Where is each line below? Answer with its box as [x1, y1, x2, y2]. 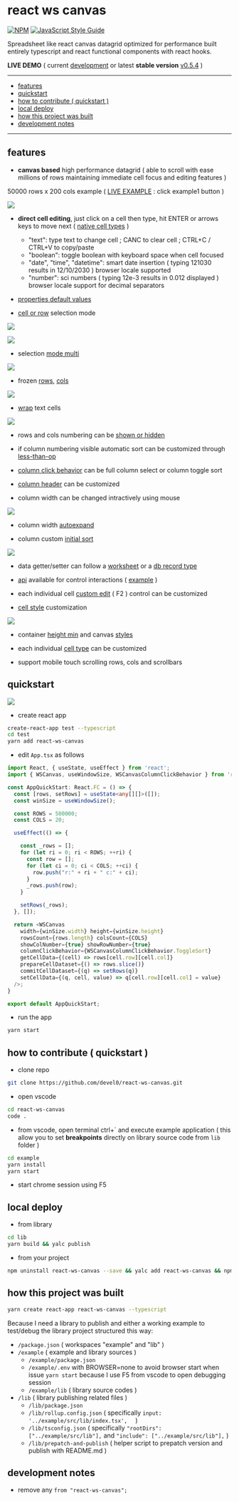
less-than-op [17, 452, 56, 460]
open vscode [17, 1093, 57, 1100]
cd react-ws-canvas [7, 1106, 65, 1113]
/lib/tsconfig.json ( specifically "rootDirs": [28, 1423, 162, 1432]
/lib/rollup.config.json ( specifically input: [28, 1408, 162, 1417]
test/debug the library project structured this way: [7, 1326, 154, 1335]
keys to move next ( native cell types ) [17, 222, 129, 230]
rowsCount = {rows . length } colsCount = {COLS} [20, 934, 148, 942]
